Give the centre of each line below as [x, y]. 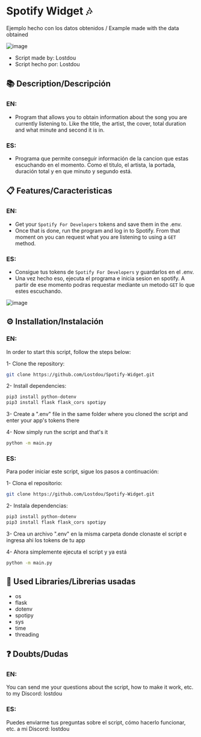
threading [27, 634]
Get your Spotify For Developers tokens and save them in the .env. [98, 224]
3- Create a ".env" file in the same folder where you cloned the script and [97, 414]
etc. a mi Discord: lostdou [38, 729]
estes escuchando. [39, 291]
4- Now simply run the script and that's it [57, 432]
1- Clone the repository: [36, 363]
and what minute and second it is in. [60, 130]
